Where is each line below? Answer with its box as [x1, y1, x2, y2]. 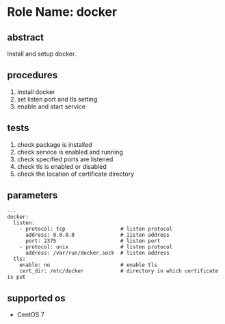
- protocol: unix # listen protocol [19, 244, 173, 251]
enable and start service [16, 102, 86, 111]
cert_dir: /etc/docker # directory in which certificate [19, 268, 219, 275]
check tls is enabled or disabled [16, 162, 107, 170]
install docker [16, 87, 55, 96]
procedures [7, 69, 58, 81]
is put [7, 274, 26, 281]
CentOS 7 [16, 310, 44, 319]
